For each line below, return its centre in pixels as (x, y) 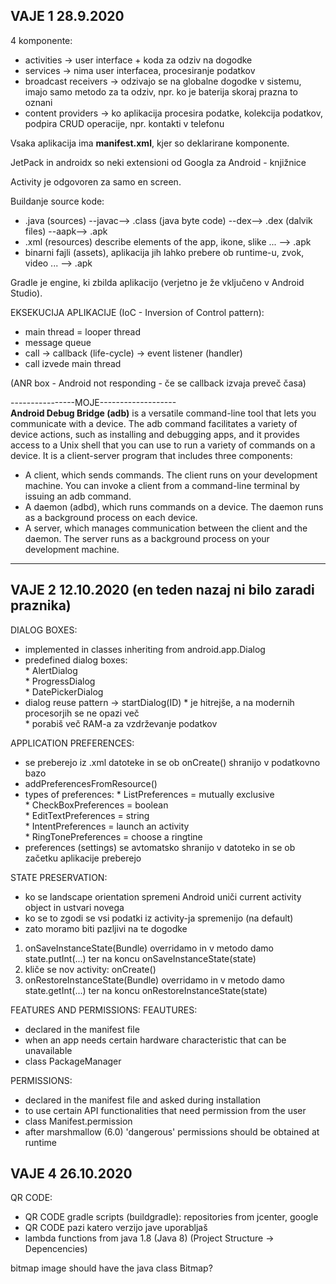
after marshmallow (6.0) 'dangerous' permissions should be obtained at (172, 1131)
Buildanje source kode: (57, 201)
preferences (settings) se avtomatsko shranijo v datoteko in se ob (160, 847)
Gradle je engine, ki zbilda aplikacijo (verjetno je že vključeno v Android (157, 282)
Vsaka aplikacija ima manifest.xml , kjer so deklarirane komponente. (150, 143)
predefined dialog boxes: (76, 660)
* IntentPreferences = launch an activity (107, 826)
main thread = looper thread (83, 331)
